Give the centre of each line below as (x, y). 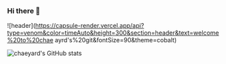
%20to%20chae (30, 40)
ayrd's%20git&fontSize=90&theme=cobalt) (115, 40)
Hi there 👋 (24, 11)
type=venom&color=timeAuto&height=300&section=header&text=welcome (113, 33)
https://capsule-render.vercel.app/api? (90, 26)
